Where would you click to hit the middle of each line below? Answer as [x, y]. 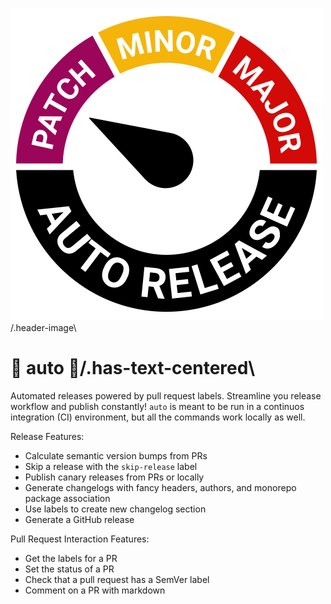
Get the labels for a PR [71, 558]
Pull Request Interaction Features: [80, 539]
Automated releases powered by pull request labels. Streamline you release [166, 395]
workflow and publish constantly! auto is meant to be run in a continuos [157, 406]
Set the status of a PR [69, 569]
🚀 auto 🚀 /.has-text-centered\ [133, 368]
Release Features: [47, 436]
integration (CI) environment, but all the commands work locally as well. [158, 417]
